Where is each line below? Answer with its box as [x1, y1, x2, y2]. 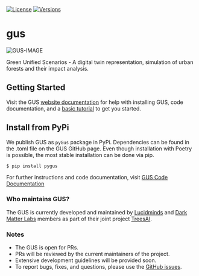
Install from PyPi [6, 123, 69, 133]
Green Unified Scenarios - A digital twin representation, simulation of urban [6, 58, 194, 66]
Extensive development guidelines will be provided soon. [14, 257, 157, 264]
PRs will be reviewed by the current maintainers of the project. [14, 251, 170, 258]
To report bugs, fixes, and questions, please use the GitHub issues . [14, 263, 182, 271]
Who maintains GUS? [6, 195, 70, 204]
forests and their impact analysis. [6, 65, 89, 72]
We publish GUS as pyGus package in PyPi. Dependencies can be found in [6, 138, 190, 146]
